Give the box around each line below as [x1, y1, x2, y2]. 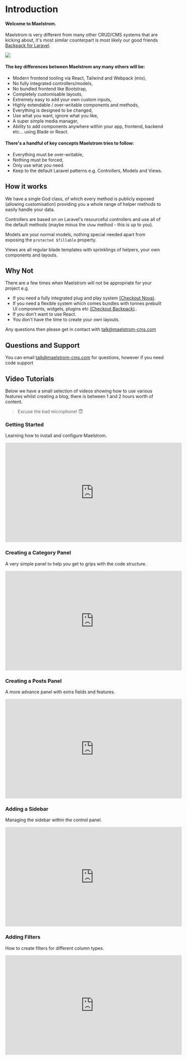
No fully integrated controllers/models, [12, 80, 93, 86]
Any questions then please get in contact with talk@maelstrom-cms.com [5, 326, 156, 332]
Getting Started [5, 421, 44, 428]
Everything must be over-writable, [12, 151, 84, 157]
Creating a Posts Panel [5, 677, 62, 684]
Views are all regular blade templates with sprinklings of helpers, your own [5, 246, 160, 252]
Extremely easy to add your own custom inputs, [12, 96, 112, 102]
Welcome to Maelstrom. [5, 20, 56, 26]
